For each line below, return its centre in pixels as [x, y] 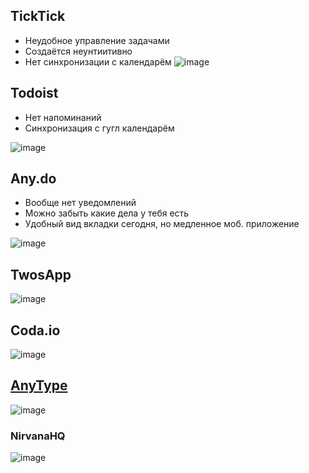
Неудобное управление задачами [97, 40]
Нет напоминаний [63, 117]
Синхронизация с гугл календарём [99, 128]
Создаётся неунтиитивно [78, 51]
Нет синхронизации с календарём [98, 61]
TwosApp [41, 274]
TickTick [38, 16]
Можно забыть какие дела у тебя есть [107, 213]
